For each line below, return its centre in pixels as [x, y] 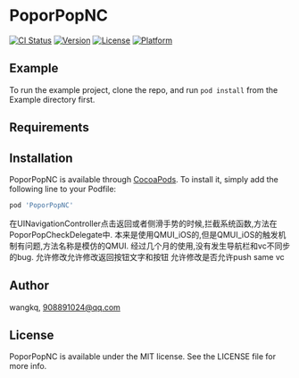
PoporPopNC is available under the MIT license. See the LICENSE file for [143, 357]
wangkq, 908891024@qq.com [65, 307]
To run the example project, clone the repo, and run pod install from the [144, 89]
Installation [41, 158]
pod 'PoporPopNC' [42, 205]
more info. [28, 366]
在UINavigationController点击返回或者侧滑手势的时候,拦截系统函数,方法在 [143, 223]
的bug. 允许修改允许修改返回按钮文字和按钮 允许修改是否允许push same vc [147, 256]
